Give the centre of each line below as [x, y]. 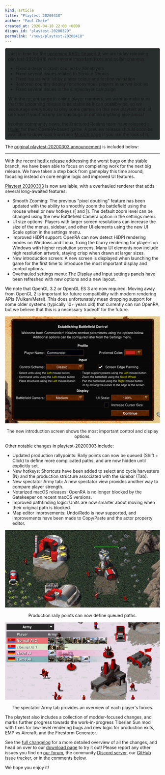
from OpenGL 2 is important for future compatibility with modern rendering [81, 294]
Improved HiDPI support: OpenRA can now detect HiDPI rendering [79, 237]
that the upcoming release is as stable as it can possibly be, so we [75, 104]
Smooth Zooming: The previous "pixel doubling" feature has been [79, 201]
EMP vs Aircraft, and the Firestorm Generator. [51, 733]
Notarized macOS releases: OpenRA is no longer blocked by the [77, 492]
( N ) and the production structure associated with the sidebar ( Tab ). [80, 476]
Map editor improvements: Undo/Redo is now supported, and [74, 513]
